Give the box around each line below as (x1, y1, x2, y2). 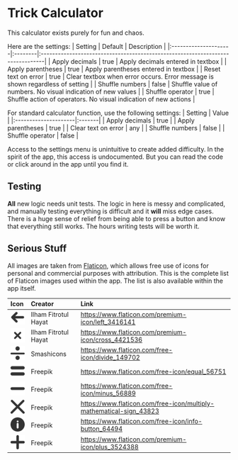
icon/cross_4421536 (80, 335, 143, 344)
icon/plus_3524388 (80, 442, 140, 451)
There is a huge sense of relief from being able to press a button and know (7, 214, 225, 223)
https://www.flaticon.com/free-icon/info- (80, 417, 203, 426)
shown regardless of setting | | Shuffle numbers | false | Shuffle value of (7, 79, 218, 88)
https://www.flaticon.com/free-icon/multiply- (80, 399, 215, 408)
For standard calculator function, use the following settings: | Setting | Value (7, 108, 229, 117)
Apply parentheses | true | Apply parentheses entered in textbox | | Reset (7, 64, 221, 73)
